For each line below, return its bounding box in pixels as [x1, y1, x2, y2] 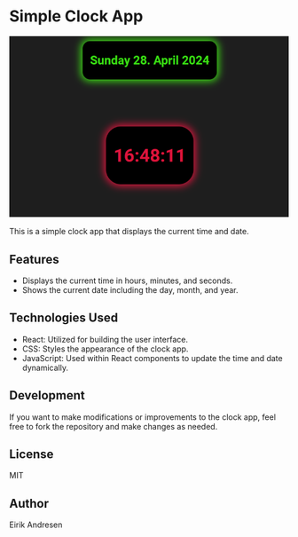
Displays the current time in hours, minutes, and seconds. [21, 275, 233, 286]
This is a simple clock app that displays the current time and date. [9, 226, 250, 237]
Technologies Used [9, 311, 118, 326]
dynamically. [21, 362, 69, 373]
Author [9, 495, 49, 511]
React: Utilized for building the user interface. [21, 334, 189, 344]
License [9, 446, 54, 462]
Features [9, 251, 59, 267]
